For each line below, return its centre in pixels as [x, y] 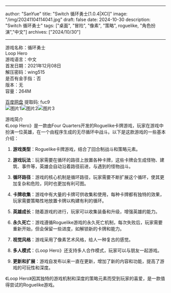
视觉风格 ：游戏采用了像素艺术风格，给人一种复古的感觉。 [73, 239]
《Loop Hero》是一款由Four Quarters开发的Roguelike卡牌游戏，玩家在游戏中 [84, 126]
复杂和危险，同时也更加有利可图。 [53, 183]
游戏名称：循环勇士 [25, 47]
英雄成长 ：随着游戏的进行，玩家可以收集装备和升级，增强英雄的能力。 [86, 211]
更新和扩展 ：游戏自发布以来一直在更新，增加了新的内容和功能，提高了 [86, 261]
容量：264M [18, 91]
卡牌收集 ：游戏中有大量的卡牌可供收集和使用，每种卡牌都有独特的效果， [88, 194]
